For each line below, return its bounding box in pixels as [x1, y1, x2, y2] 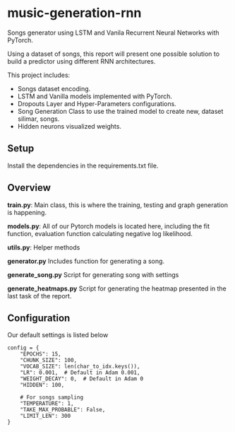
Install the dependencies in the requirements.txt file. [7, 161, 159, 170]
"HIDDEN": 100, [20, 382, 65, 389]
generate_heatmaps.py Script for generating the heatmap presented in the [7, 284, 227, 293]
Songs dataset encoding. [17, 84, 91, 93]
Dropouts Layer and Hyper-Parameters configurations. [17, 99, 176, 107]
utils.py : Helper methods [7, 243, 80, 252]
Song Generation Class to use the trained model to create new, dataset [17, 107, 224, 115]
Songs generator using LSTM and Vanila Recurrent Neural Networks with [7, 28, 219, 37]
